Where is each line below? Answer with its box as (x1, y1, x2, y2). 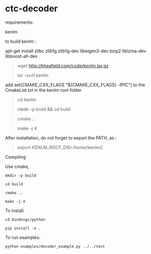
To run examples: (5, 234, 41, 240)
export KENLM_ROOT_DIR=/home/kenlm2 (17, 144, 103, 150)
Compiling (5, 154, 26, 160)
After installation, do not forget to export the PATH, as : (5, 135, 117, 141)
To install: (5, 208, 25, 214)
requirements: (5, 19, 34, 25)
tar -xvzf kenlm (17, 72, 49, 78)
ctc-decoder (5, 3, 58, 14)
